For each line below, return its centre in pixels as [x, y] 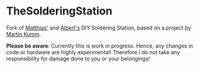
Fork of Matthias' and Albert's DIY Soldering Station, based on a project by [99, 28]
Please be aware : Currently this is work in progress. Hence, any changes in [100, 46]
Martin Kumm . [23, 34]
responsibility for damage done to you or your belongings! [78, 58]
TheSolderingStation [59, 11]
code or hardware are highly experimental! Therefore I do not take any [93, 52]
